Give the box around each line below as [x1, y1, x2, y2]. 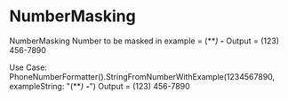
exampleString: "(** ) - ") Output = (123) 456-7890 [9, 81, 190, 91]
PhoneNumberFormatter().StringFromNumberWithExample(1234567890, [9, 71, 276, 81]
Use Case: [9, 62, 47, 73]
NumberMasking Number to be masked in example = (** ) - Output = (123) [9, 35, 280, 46]
